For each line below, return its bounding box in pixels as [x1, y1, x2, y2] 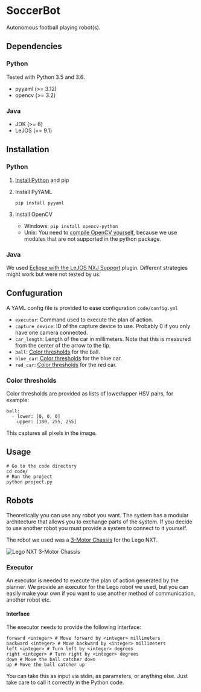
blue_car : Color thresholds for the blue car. [14, 354, 123, 361]
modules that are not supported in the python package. [24, 235, 162, 243]
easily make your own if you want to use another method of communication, [6, 590, 196, 597]
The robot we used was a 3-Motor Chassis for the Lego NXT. [6, 536, 158, 543]
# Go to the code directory [6, 463, 77, 469]
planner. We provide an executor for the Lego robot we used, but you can [6, 583, 189, 590]
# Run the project [6, 474, 53, 480]
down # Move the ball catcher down [6, 656, 96, 663]
